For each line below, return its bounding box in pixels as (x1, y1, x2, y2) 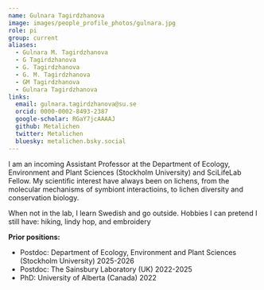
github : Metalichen (15, 122, 80, 130)
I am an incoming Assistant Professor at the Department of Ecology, (8, 159, 231, 168)
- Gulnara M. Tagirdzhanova (15, 48, 109, 56)
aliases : (8, 41, 37, 49)
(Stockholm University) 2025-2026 (19, 256, 135, 265)
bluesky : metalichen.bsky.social (15, 137, 126, 145)
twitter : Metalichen (15, 130, 83, 137)
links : (8, 93, 30, 101)
